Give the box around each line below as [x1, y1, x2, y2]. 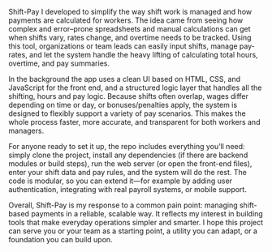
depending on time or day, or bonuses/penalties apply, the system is [8, 100, 238, 109]
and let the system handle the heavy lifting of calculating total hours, [29, 50, 258, 59]
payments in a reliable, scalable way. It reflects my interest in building [31, 209, 264, 218]
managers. [8, 126, 45, 135]
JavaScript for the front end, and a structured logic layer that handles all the [8, 83, 262, 92]
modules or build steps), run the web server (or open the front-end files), [8, 159, 253, 169]
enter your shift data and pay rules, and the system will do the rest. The [8, 168, 248, 177]
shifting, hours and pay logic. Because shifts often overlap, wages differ [8, 92, 249, 100]
